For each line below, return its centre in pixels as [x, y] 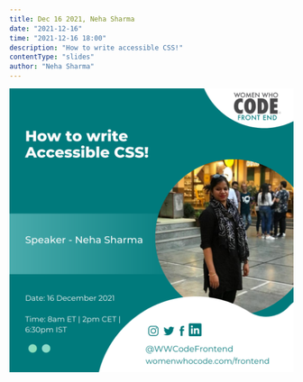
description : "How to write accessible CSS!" [96, 48]
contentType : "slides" [52, 57]
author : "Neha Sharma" [52, 67]
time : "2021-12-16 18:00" [58, 38]
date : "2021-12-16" [46, 28]
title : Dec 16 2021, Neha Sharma [72, 19]
